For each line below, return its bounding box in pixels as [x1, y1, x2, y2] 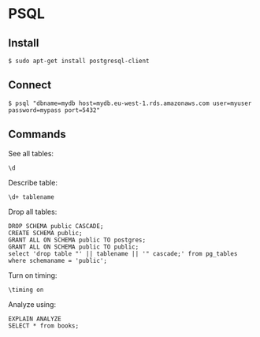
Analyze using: [8, 299, 57, 309]
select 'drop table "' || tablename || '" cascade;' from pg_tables [8, 249, 238, 257]
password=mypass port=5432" [8, 106, 101, 114]
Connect [8, 78, 52, 92]
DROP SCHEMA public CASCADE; [8, 222, 104, 230]
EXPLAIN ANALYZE [8, 315, 61, 323]
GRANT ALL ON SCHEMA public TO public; [8, 242, 139, 251]
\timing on [8, 286, 44, 294]
